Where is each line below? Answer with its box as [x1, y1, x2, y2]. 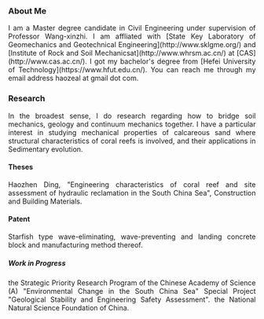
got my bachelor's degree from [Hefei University [93, 57, 256, 66]
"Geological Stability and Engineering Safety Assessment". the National [8, 295, 256, 304]
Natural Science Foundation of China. [8, 302, 130, 312]
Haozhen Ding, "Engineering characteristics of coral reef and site [8, 179, 256, 189]
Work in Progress [8, 258, 66, 268]
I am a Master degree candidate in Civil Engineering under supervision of [8, 24, 256, 33]
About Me [8, 5, 47, 16]
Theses [8, 163, 34, 172]
